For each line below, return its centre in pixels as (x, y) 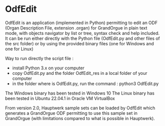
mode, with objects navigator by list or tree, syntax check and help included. (82, 33)
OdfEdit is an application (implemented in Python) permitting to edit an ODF (82, 23)
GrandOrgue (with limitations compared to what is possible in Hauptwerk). (80, 118)
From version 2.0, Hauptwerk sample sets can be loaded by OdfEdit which (80, 108)
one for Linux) (19, 49)
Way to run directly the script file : (39, 58)
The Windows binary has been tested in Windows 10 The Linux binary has (80, 93)
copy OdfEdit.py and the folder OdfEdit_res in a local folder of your (80, 73)
